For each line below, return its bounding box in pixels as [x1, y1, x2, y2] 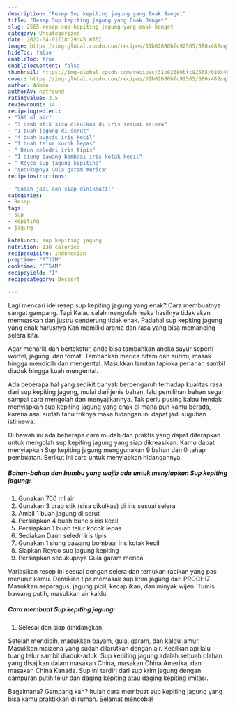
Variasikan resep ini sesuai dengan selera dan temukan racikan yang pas [8, 567, 217, 575]
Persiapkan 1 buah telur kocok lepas [17, 523, 122, 532]
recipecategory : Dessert [8, 276, 80, 283]
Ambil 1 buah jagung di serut [17, 509, 100, 517]
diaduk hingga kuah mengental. [8, 366, 98, 375]
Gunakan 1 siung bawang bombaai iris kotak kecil [17, 539, 160, 547]
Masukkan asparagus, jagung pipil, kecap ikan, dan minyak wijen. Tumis [8, 581, 215, 591]
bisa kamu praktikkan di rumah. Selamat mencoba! [8, 695, 153, 703]
